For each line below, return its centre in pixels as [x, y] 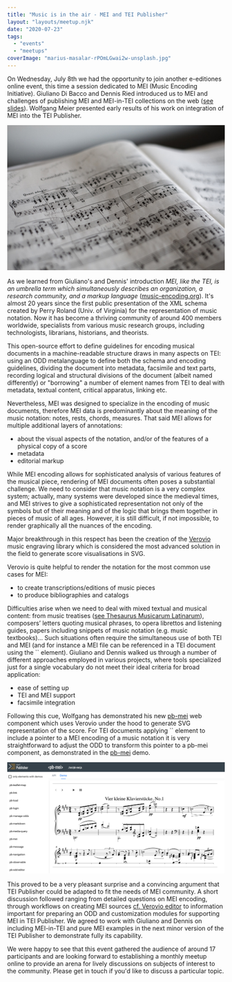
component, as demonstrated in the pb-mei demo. [79, 752]
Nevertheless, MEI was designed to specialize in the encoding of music [108, 403]
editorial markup [40, 461]
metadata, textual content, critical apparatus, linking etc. [87, 389]
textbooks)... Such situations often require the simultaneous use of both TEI [115, 637]
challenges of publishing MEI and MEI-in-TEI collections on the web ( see [110, 101]
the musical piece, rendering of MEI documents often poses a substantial [111, 481]
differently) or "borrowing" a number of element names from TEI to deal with [116, 383]
